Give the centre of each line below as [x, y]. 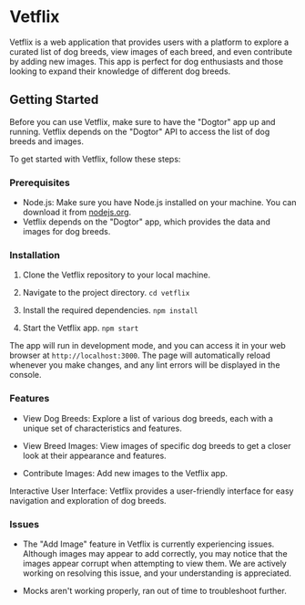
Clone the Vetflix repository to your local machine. [117, 275]
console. [26, 375]
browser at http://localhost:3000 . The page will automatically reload [140, 355]
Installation [35, 255]
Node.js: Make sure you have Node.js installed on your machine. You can [159, 203]
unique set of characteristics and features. [102, 428]
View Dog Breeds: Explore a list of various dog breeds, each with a [147, 418]
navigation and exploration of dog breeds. [88, 500]
